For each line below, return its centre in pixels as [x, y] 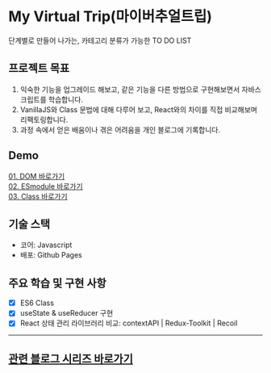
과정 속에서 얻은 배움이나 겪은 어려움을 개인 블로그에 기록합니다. [120, 129]
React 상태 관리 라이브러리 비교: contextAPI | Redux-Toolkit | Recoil [129, 323]
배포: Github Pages [51, 255]
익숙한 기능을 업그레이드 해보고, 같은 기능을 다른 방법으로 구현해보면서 [130, 89]
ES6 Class [37, 303]
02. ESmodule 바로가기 [46, 186]
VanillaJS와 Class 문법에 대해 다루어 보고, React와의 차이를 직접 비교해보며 [139, 109]
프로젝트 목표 [39, 68]
